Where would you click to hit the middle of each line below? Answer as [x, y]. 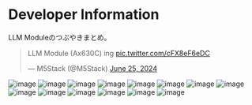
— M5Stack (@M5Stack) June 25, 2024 [92, 68]
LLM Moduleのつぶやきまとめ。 [60, 37]
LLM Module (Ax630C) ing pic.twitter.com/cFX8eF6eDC [119, 53]
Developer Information [84, 15]
